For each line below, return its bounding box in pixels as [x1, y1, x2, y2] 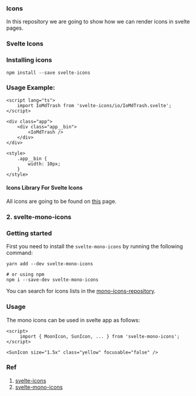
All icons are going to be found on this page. [6, 198, 117, 205]
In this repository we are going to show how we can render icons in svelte [6, 18, 191, 25]
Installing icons [6, 56, 53, 64]
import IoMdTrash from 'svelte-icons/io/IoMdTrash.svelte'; [17, 102, 172, 108]
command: [6, 249, 33, 257]
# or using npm [6, 271, 45, 278]
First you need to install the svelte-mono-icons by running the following [6, 243, 183, 250]
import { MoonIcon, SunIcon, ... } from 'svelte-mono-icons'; [19, 333, 180, 340]
